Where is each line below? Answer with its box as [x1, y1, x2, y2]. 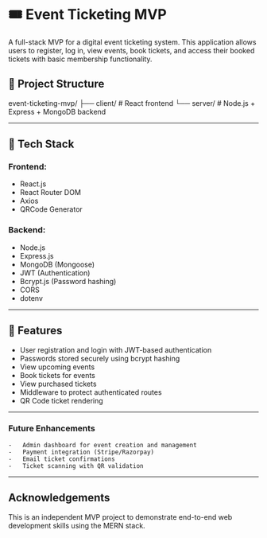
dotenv [19, 293, 44, 302]
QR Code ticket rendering [19, 396, 103, 405]
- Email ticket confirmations [8, 454, 115, 463]
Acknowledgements [8, 491, 110, 505]
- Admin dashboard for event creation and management [8, 441, 197, 449]
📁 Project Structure [8, 77, 105, 91]
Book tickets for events [19, 370, 95, 380]
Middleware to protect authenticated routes [19, 387, 162, 397]
